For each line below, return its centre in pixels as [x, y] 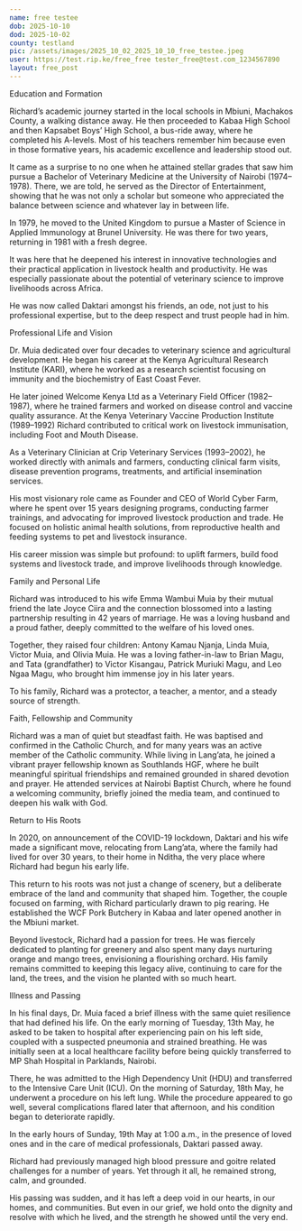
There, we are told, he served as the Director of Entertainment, [150, 186]
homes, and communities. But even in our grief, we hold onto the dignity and [151, 1207]
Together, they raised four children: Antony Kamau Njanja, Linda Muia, [140, 645]
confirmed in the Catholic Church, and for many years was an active [136, 745]
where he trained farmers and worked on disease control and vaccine [164, 406]
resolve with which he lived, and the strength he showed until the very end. [149, 1217]
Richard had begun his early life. [69, 866]
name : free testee [44, 18]
